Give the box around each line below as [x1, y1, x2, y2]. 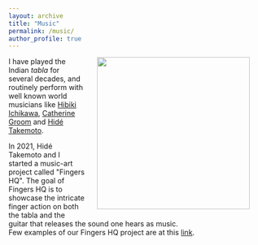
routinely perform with [8, 83, 84, 92]
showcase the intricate [8, 193, 85, 203]
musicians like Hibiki [8, 100, 77, 110]
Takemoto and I [8, 150, 61, 160]
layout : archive [8, 11, 63, 20]
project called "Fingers [8, 167, 85, 177]
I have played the [8, 57, 67, 67]
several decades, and [8, 74, 81, 84]
